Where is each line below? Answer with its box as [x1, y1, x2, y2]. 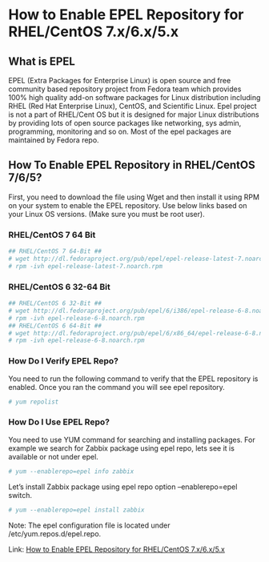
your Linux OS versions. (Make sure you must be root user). [8, 209, 206, 219]
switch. [8, 490, 32, 500]
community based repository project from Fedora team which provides [8, 84, 242, 94]
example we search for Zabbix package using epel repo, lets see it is [8, 443, 235, 453]
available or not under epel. [8, 452, 98, 461]
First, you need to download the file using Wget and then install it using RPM [8, 192, 260, 202]
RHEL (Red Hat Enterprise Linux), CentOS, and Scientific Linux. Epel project [8, 102, 258, 110]
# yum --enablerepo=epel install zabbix [8, 506, 146, 514]
